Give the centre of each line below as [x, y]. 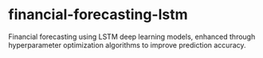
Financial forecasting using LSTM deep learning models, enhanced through [132, 37]
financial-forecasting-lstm [98, 15]
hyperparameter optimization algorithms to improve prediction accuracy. [127, 44]
